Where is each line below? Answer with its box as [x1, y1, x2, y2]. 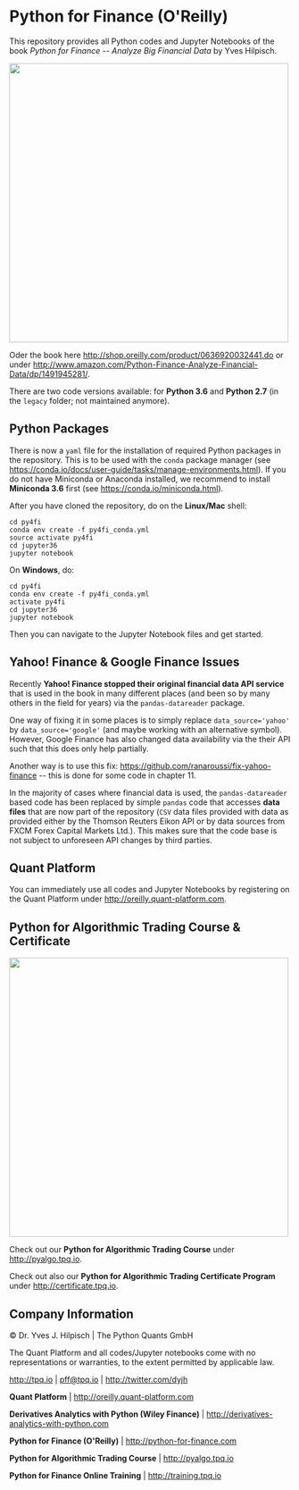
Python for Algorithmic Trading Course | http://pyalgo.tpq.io [9, 1453, 235, 1463]
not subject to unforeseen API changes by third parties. [9, 834, 212, 845]
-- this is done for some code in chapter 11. [38, 770, 196, 781]
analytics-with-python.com [9, 1419, 110, 1428]
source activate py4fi [9, 533, 94, 542]
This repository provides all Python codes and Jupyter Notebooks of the [9, 36, 275, 46]
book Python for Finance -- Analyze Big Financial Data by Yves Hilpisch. [9, 45, 278, 55]
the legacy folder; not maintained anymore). [9, 395, 170, 406]
